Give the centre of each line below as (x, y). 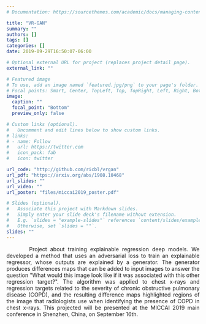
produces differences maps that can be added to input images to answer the (103, 268)
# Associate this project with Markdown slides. (72, 209)
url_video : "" (25, 186)
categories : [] (26, 46)
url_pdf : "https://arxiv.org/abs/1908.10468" (65, 175)
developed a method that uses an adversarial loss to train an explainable (103, 256)
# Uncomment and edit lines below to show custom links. (83, 130)
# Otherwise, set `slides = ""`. (52, 226)
